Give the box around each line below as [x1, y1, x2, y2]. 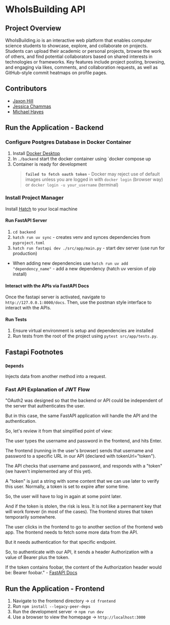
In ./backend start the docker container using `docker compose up [12, 155, 151, 162]
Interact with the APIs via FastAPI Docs [5, 283, 89, 289]
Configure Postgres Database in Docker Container [5, 139, 131, 146]
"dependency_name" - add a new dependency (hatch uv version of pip [12, 266, 156, 271]
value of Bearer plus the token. [5, 554, 70, 560]
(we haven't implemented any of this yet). [5, 468, 92, 475]
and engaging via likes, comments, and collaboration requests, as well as [5, 65, 158, 70]
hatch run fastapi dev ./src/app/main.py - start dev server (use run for [12, 245, 165, 251]
